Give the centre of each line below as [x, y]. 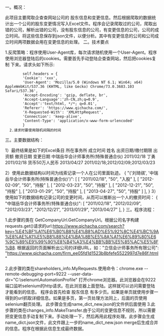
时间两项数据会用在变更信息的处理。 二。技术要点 [59, 42]
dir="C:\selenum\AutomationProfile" [41, 280]
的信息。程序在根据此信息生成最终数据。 [46, 328]
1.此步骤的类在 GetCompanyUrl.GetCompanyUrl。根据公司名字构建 [72, 220]
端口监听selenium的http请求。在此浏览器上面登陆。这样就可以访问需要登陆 [80, 286]
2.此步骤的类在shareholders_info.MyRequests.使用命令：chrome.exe [74, 268]
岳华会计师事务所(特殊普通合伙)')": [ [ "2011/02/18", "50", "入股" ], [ [72, 179]
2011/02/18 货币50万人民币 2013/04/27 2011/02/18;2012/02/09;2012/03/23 [80, 162]
